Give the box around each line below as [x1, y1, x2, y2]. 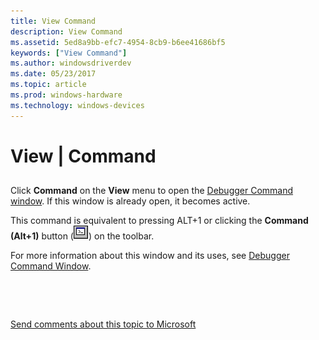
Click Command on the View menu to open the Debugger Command [10, 185, 294, 197]
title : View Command [10, 16, 97, 26]
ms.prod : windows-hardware [10, 90, 123, 100]
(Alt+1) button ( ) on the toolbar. [10, 230, 155, 242]
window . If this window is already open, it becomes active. [10, 195, 251, 207]
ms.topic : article [10, 80, 87, 90]
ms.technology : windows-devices [10, 100, 145, 110]
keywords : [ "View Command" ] [10, 48, 128, 58]
